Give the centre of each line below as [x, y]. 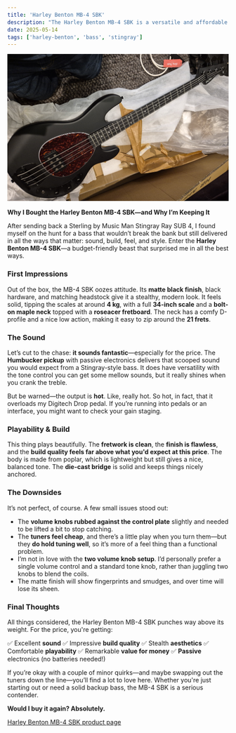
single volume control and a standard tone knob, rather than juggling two [123, 566]
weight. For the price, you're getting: [60, 629]
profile [17, 319]
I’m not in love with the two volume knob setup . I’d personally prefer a [119, 559]
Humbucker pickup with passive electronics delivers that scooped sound [113, 360]
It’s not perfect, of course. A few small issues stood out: [88, 508]
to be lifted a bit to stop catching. [65, 529]
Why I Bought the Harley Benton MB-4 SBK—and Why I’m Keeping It [109, 212]
